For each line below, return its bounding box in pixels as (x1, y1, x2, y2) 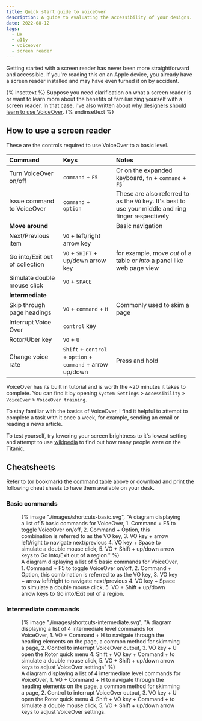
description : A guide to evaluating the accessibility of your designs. (6, 14, 192, 20)
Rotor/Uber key (9, 335, 52, 344)
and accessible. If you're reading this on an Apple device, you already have (6, 70, 192, 78)
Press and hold (116, 356, 158, 365)
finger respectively (116, 212, 170, 220)
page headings (9, 308, 52, 317)
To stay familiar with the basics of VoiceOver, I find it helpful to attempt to (6, 407, 188, 415)
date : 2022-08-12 (6, 20, 50, 26)
